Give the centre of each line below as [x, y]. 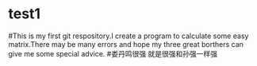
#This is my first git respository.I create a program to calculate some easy [128, 36]
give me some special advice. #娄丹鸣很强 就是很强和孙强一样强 [113, 53]
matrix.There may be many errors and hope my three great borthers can [126, 44]
